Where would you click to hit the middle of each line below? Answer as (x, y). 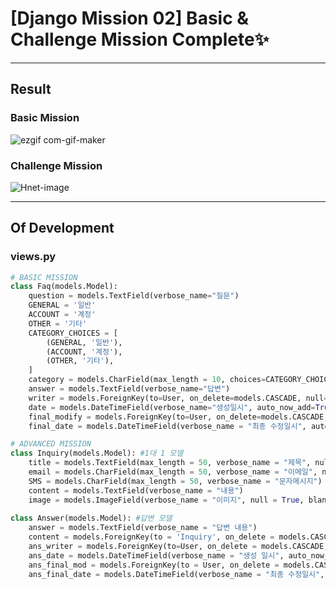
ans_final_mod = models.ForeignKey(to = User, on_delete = (154, 565)
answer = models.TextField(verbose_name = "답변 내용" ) (143, 528)
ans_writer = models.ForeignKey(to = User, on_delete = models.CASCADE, (178, 547)
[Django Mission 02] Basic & (130, 18)
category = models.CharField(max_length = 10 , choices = (147, 380)
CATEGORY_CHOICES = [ (73, 333)
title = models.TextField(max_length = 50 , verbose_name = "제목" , (170, 463)
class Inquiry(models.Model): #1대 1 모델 (97, 453)
